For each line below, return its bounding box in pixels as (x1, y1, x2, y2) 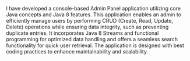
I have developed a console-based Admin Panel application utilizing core (6, 5, 181, 12)
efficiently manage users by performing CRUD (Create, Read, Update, (6, 17, 174, 24)
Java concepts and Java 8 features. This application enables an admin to (6, 11, 182, 18)
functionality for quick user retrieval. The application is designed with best (6, 42, 185, 49)
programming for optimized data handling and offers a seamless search (6, 36, 178, 42)
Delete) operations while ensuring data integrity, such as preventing (6, 23, 169, 30)
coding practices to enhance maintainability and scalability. (6, 48, 149, 55)
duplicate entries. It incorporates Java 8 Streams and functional (6, 30, 159, 37)
